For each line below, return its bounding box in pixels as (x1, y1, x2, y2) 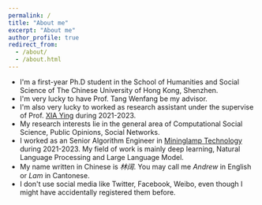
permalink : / (8, 11, 51, 20)
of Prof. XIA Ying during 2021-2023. (19, 110, 137, 120)
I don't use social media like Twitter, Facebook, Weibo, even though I (19, 179, 243, 188)
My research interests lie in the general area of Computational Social (19, 119, 243, 129)
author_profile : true (8, 33, 80, 42)
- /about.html (15, 56, 62, 64)
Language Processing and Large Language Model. (19, 152, 184, 162)
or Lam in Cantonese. (19, 170, 90, 180)
